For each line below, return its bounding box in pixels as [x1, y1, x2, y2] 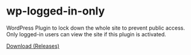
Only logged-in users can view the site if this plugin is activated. [6, 30, 167, 37]
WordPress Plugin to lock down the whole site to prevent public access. [6, 24, 185, 31]
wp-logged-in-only [6, 4, 105, 18]
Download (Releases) [6, 42, 59, 50]
